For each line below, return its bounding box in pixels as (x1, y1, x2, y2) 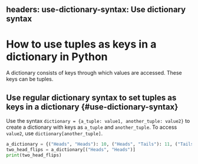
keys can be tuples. (6, 76, 54, 83)
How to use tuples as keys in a (6, 38, 157, 51)
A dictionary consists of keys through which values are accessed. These (6, 69, 182, 76)
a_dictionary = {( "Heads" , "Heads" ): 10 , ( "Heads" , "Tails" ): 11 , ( (6, 141, 178, 148)
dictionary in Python (6, 50, 108, 63)
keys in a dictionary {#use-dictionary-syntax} (6, 102, 179, 112)
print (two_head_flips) (6, 152, 62, 158)
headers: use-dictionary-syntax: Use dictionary (6, 5, 186, 15)
